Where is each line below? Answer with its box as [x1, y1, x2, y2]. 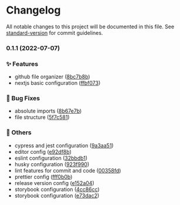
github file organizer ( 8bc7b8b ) [14, 73, 90, 80]
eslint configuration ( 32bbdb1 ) [14, 154, 88, 161]
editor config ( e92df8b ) [14, 148, 72, 155]
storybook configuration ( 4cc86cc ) [14, 186, 100, 193]
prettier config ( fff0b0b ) [14, 173, 73, 180]
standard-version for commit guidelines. [6, 29, 103, 36]
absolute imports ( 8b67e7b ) [14, 107, 82, 115]
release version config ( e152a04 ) [14, 179, 95, 186]
